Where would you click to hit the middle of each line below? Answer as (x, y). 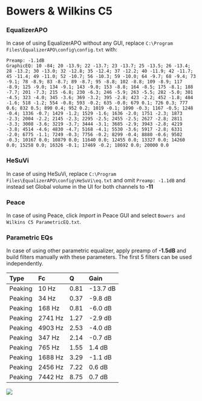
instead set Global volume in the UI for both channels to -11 (80, 186)
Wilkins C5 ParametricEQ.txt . (44, 222)
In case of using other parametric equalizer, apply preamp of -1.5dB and (96, 251)
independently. (25, 264)
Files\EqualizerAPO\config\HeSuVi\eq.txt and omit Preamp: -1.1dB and (96, 180)
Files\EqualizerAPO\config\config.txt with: (62, 50)
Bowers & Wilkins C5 (60, 11)
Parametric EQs (30, 237)
